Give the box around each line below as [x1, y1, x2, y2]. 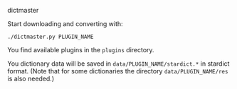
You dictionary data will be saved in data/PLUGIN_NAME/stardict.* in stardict [7, 59, 230, 68]
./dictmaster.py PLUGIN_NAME [7, 33, 94, 40]
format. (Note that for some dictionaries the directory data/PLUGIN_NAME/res [7, 67, 228, 75]
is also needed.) [7, 74, 55, 83]
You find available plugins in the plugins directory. [7, 46, 154, 54]
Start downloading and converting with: [7, 20, 123, 28]
